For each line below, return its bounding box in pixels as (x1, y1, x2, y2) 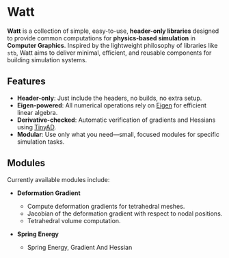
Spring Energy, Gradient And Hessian (27, 243, 133, 251)
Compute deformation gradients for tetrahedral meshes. (27, 202, 185, 210)
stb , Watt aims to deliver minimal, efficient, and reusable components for (7, 49, 212, 57)
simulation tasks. (16, 138, 65, 146)
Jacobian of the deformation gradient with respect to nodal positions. (27, 209, 223, 218)
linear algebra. (16, 108, 58, 116)
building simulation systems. (7, 55, 87, 64)
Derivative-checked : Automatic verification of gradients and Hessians (16, 116, 216, 124)
